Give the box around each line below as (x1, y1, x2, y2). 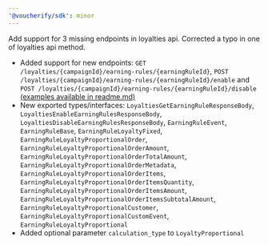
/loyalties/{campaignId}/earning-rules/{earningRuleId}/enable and (19, 74, 250, 84)
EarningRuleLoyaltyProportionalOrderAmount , (19, 143, 170, 152)
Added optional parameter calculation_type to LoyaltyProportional (19, 227, 245, 237)
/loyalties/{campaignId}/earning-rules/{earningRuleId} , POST (19, 66, 229, 76)
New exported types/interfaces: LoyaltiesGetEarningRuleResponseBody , (19, 100, 254, 110)
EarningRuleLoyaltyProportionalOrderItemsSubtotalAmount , (19, 194, 216, 203)
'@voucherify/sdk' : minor (8, 11, 94, 20)
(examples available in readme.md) (19, 91, 136, 101)
